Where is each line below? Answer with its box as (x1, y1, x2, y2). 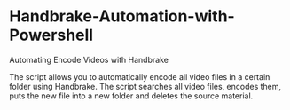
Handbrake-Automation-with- (9, 6, 235, 27)
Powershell (9, 25, 94, 45)
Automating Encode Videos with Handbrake (9, 54, 169, 65)
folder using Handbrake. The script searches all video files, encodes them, (9, 81, 282, 91)
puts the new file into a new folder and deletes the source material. (9, 90, 254, 101)
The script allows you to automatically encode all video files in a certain (9, 71, 270, 82)
